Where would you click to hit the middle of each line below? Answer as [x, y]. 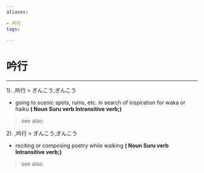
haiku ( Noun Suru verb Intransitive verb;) [68, 109]
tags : [13, 29]
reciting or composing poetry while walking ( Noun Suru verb [92, 146]
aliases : [17, 12]
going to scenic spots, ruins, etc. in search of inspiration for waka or [100, 103]
